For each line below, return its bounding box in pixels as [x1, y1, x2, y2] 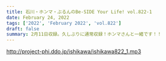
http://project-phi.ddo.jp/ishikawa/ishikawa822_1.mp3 [6, 48, 142, 55]
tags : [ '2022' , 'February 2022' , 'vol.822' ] [6, 20, 121, 26]
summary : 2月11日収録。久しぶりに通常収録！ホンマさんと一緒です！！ [6, 31, 162, 37]
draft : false [6, 25, 40, 32]
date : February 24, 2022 [6, 14, 70, 21]
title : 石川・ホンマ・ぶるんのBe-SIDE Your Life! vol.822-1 [6, 8, 153, 15]
